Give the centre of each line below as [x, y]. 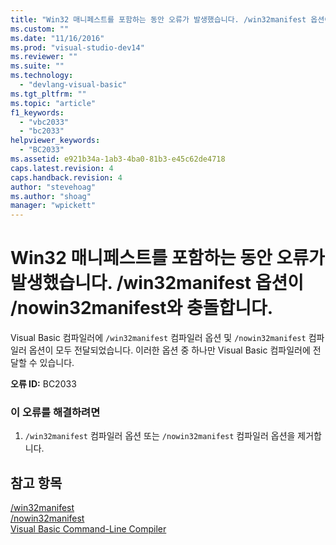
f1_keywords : [37, 112]
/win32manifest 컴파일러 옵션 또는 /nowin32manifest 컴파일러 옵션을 [160, 436]
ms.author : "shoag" [51, 196]
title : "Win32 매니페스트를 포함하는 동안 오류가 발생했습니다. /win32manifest [158, 19]
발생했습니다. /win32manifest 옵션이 [157, 283]
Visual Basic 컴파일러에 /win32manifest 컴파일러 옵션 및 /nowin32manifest [158, 338]
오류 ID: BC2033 [43, 384]
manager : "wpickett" [53, 206]
